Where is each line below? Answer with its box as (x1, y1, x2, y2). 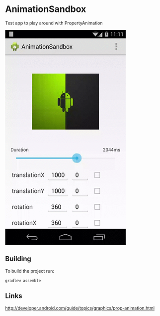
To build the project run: (5, 268, 55, 274)
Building (5, 255, 31, 263)
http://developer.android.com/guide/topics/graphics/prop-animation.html (5, 305, 155, 311)
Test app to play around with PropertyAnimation (5, 20, 103, 26)
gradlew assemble (5, 278, 41, 283)
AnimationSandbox (5, 3, 86, 15)
